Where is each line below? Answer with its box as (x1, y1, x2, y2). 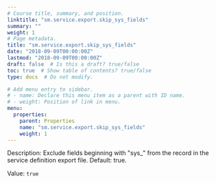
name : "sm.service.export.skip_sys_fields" (19, 124, 146, 130)
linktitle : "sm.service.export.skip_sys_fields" (7, 16, 149, 23)
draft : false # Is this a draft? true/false (7, 61, 139, 68)
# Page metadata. (7, 36, 57, 42)
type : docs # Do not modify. (7, 73, 94, 81)
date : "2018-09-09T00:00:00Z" (7, 48, 94, 55)
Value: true (7, 169, 39, 178)
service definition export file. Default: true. (7, 156, 127, 165)
